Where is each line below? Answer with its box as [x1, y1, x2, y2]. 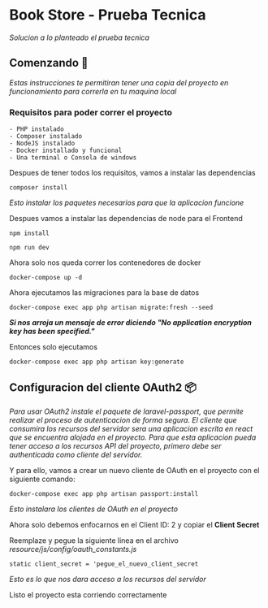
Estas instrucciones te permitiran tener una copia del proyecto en [9, 77, 229, 87]
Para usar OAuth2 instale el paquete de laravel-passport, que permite [9, 406, 244, 416]
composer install [9, 184, 68, 192]
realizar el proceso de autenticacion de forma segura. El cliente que [9, 415, 238, 424]
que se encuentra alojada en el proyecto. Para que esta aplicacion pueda [9, 432, 257, 442]
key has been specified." [9, 327, 96, 337]
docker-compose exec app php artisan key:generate [9, 358, 184, 367]
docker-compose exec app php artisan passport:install [9, 489, 199, 497]
